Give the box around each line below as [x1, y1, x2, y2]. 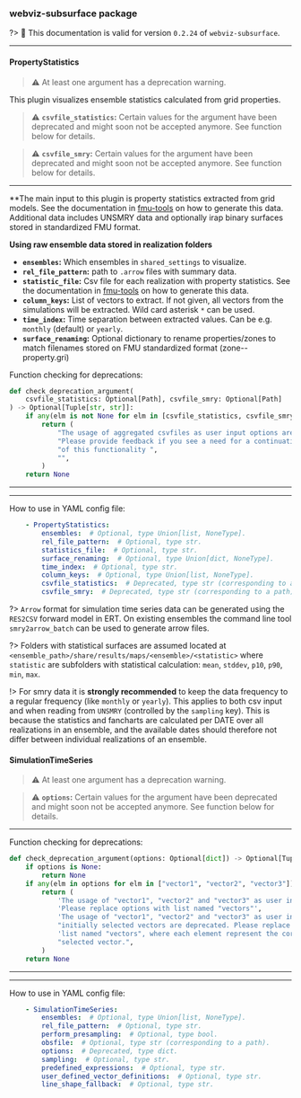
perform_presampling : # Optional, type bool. [41, 1030, 219, 1040]
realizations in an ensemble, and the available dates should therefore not [9, 724, 278, 735]
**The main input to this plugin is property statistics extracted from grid [9, 192, 276, 204]
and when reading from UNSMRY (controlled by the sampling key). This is [9, 705, 271, 716]
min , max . [9, 669, 40, 679]
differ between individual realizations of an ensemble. [9, 734, 208, 744]
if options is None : [25, 863, 102, 872]
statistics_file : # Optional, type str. [41, 545, 199, 554]
